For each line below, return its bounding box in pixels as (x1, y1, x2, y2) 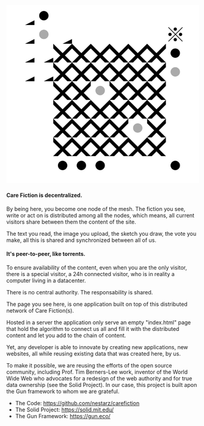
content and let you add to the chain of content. (6, 332, 126, 339)
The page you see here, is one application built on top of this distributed (6, 300, 188, 308)
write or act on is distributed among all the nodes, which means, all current (6, 211, 195, 219)
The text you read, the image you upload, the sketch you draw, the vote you (6, 230, 197, 237)
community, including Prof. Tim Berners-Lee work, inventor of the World (6, 368, 188, 375)
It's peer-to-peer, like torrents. (6, 250, 86, 258)
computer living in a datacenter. (6, 277, 86, 284)
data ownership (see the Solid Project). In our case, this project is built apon (6, 381, 197, 388)
